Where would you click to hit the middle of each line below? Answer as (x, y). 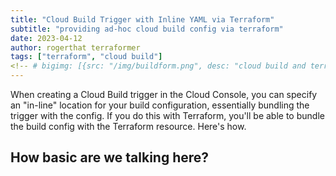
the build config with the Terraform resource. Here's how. (128, 126)
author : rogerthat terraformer (75, 47)
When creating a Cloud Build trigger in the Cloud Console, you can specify (164, 94)
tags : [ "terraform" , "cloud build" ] (86, 57)
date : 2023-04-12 (46, 38)
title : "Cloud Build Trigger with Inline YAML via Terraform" (142, 19)
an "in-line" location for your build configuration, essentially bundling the (160, 105)
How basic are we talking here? (110, 157)
